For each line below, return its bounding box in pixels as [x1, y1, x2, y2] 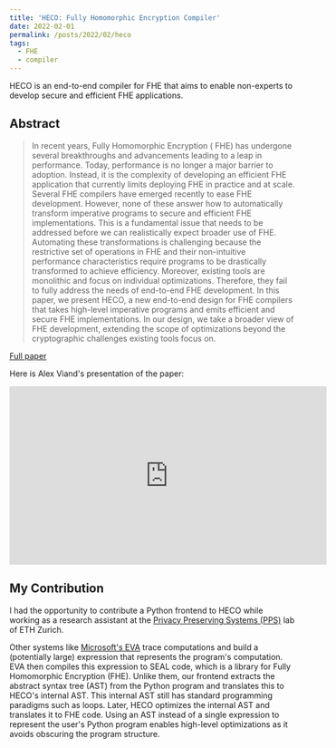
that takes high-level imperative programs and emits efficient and [31, 304, 275, 315]
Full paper [9, 350, 47, 361]
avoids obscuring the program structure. [9, 728, 160, 739]
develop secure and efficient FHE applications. [9, 90, 184, 101]
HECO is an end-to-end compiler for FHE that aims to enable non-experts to [9, 81, 293, 91]
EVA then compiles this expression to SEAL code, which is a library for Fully [9, 661, 292, 672]
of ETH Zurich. [9, 624, 64, 635]
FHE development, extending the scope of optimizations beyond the [31, 323, 286, 334]
